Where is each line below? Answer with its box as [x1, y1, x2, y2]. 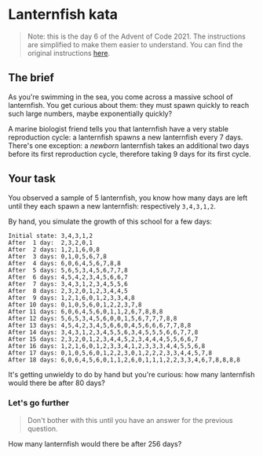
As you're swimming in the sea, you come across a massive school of [8, 92, 233, 102]
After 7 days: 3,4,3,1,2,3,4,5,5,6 [8, 280, 128, 288]
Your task [8, 172, 57, 186]
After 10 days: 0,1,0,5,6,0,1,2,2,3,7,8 [8, 301, 143, 309]
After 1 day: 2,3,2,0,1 [8, 239, 93, 247]
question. [27, 424, 58, 433]
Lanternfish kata [8, 6, 119, 24]
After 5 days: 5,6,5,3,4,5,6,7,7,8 [8, 266, 128, 274]
